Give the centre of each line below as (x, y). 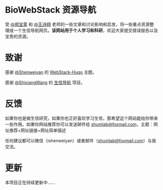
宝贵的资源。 (18, 36)
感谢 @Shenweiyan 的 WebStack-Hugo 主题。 (51, 72)
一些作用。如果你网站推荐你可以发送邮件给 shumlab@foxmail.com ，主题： (79, 124)
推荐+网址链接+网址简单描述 (38, 130)
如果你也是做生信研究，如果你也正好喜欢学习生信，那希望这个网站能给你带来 (81, 118)
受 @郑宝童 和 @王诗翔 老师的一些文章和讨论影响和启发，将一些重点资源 (77, 24)
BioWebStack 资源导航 (51, 10)
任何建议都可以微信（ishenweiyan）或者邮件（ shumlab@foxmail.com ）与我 (81, 141)
